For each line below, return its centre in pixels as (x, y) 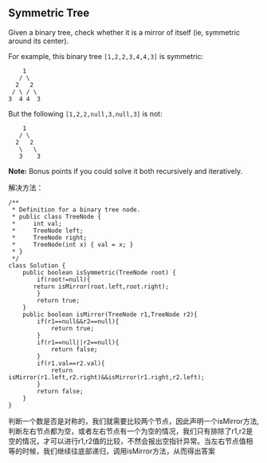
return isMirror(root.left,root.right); (101, 287)
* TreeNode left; (47, 231)
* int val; (37, 224)
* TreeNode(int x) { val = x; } (73, 244)
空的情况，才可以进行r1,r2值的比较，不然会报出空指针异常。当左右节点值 (127, 441)
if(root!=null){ (64, 279)
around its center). (39, 41)
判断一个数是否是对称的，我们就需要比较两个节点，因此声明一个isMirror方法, (134, 421)
